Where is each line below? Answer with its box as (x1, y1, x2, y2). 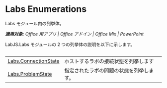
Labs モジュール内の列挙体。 (5, 20, 64, 26)
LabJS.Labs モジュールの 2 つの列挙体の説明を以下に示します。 (5, 41, 135, 47)
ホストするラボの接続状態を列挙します (64, 58, 154, 65)
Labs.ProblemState (7, 71, 52, 78)
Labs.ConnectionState (7, 58, 60, 65)
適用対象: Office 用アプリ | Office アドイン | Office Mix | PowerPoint (5, 31, 144, 37)
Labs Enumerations (5, 3, 87, 15)
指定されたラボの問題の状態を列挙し (64, 67, 149, 74)
